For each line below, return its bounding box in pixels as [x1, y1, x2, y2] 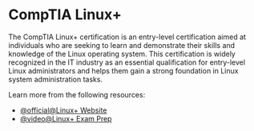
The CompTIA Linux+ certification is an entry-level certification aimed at [8, 32, 247, 42]
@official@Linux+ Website [19, 105, 107, 115]
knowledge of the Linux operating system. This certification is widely [8, 49, 236, 58]
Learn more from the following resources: [8, 89, 146, 99]
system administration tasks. [8, 74, 103, 84]
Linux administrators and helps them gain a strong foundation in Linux [8, 65, 239, 75]
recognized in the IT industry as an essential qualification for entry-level [8, 58, 246, 67]
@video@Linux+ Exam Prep [19, 113, 112, 123]
